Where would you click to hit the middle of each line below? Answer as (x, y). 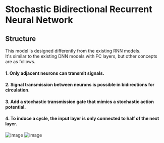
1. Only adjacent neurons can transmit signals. (55, 73)
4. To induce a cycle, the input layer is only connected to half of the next (82, 118)
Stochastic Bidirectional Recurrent (79, 9)
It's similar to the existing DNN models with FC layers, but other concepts (81, 56)
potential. (16, 107)
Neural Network (39, 20)
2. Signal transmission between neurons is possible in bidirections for (80, 85)
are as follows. (20, 61)
